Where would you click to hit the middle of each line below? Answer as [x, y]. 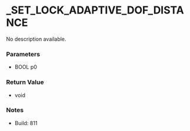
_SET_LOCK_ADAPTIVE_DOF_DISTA [95, 10]
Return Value [25, 82]
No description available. [36, 39]
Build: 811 [26, 123]
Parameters [23, 54]
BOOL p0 [26, 67]
